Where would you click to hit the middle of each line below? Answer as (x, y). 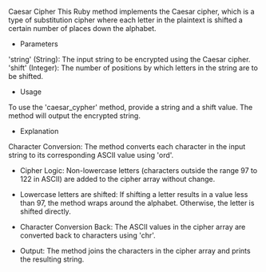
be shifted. (26, 76)
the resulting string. (52, 259)
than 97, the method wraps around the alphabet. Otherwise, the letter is (137, 203)
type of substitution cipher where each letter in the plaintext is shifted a (126, 20)
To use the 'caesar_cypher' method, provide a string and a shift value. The (131, 107)
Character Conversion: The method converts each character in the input (127, 146)
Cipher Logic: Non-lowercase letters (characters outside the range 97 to (139, 170)
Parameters (39, 44)
